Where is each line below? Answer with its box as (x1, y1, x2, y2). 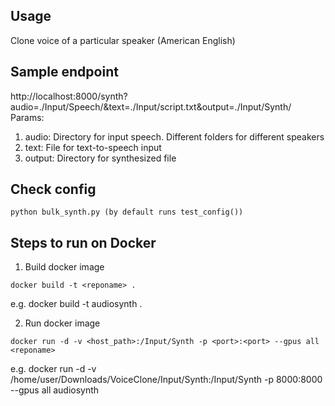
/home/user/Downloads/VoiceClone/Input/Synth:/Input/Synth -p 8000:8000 (10, 374, 323, 386)
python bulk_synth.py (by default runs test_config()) (10, 207, 244, 218)
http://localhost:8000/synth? (10, 90, 128, 102)
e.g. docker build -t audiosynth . (10, 298, 143, 310)
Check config (10, 181, 97, 198)
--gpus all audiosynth (10, 384, 100, 396)
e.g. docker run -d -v (10, 363, 97, 375)
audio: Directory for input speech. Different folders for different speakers (24, 130, 325, 143)
